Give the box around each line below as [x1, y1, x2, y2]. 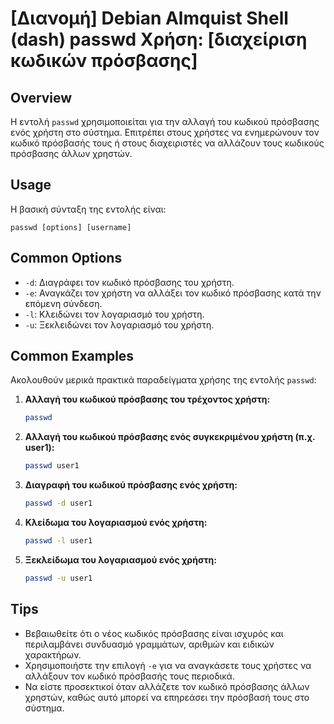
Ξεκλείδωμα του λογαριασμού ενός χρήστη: [24, 553, 217, 566]
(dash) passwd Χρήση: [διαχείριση [10, 28, 308, 51]
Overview [10, 89, 73, 106]
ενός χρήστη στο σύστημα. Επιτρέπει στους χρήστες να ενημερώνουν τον [10, 127, 320, 138]
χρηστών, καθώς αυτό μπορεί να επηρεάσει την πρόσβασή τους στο [24, 691, 310, 703]
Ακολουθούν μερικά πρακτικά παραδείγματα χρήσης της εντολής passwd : [10, 374, 317, 386]
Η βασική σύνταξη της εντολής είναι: [10, 203, 167, 215]
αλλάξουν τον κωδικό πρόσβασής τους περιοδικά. [24, 670, 235, 682]
